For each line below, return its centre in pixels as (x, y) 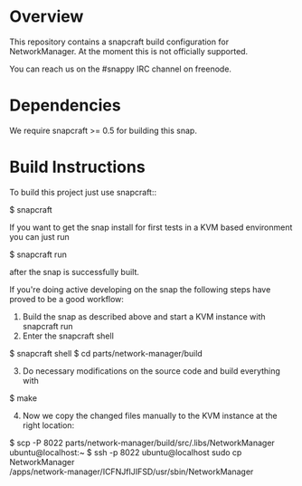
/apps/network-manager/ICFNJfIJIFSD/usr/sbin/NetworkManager (132, 472)
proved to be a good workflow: (67, 299)
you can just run (39, 236)
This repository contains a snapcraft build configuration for (119, 42)
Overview (47, 17)
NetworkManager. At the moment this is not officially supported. (129, 51)
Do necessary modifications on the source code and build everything (151, 371)
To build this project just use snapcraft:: (83, 192)
